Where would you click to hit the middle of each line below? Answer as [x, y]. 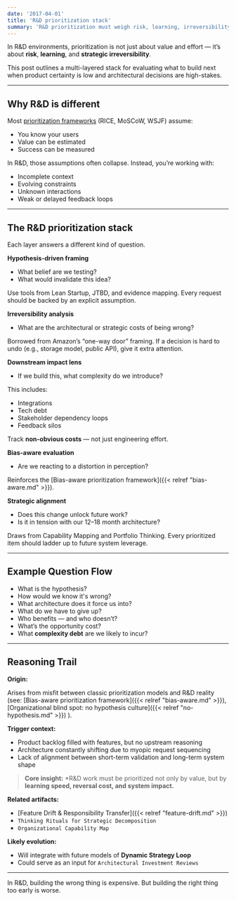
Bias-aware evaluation [41, 453]
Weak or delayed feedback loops [65, 199]
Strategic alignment [37, 501]
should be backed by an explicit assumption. [72, 300]
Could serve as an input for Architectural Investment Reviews [108, 862]
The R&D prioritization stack [70, 228]
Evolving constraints [47, 184]
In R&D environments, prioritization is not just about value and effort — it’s [114, 47]
